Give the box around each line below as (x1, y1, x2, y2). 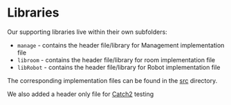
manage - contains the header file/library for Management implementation (17, 41, 225, 49)
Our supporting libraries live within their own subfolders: (7, 28, 167, 36)
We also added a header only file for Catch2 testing (7, 90, 154, 98)
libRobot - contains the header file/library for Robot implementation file (17, 63, 221, 71)
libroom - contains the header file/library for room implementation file (17, 55, 216, 64)
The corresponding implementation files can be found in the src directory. (7, 76, 218, 84)
